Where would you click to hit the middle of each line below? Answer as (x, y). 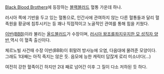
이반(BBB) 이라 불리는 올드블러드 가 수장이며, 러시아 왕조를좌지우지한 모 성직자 (79, 34)
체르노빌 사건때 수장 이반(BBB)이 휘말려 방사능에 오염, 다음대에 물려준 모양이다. (81, 50)
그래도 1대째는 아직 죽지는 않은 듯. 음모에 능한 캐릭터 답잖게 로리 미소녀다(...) (78, 56)
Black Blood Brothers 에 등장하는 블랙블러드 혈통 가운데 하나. (64, 7)
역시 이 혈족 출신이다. (30, 40)
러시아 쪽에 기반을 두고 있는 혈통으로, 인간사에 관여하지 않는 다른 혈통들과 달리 (80, 18)
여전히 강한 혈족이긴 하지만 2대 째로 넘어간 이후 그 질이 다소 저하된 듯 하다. (76, 67)
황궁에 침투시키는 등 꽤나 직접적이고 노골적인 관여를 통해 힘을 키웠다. (83, 24)
